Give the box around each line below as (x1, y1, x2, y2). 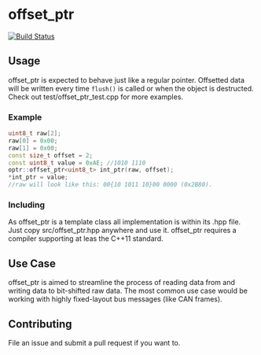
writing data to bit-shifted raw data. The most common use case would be (8, 286, 248, 296)
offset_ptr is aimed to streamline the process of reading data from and (8, 278, 236, 287)
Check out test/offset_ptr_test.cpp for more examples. (8, 92, 183, 102)
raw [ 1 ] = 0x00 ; (8, 144, 58, 152)
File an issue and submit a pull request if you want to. (8, 338, 181, 347)
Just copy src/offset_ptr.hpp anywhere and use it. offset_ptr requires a (8, 226, 237, 235)
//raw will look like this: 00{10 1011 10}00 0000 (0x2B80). (8, 181, 213, 189)
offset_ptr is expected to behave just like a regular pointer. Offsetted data (8, 75, 245, 84)
